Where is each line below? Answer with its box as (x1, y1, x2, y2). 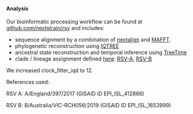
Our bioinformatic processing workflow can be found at (6, 18, 143, 25)
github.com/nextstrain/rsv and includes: (6, 25, 105, 32)
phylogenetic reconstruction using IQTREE (14, 43, 120, 50)
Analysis (6, 5, 29, 12)
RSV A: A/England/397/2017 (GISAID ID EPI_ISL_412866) (6, 90, 145, 97)
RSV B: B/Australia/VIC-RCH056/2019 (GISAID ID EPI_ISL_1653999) (6, 102, 171, 109)
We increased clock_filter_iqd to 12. (6, 67, 94, 74)
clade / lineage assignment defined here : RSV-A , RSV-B (14, 55, 152, 62)
